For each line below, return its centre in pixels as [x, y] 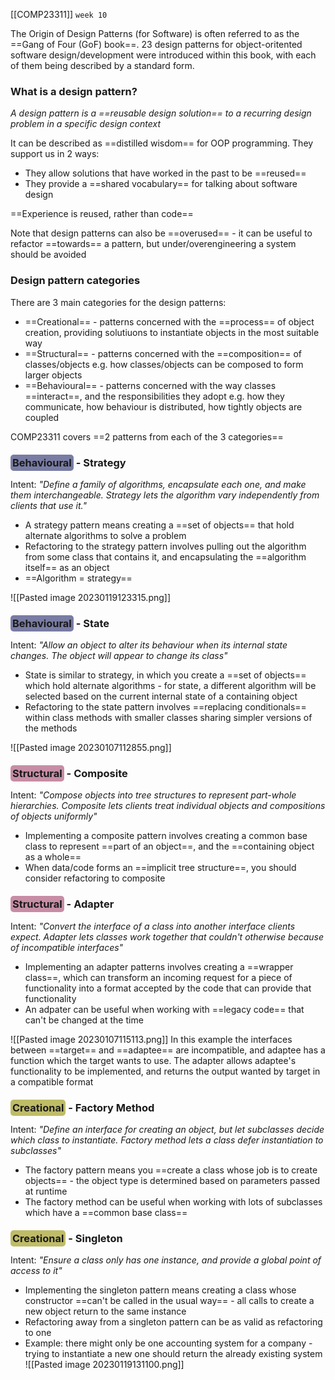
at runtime [46, 1191]
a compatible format [52, 1081]
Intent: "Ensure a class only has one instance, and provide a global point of [166, 1260]
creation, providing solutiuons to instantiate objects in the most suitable [172, 332]
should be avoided [48, 255]
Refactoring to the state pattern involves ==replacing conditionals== [165, 707]
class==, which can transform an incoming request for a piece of [158, 977]
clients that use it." [48, 505]
